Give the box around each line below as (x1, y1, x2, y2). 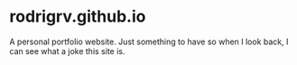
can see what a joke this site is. (9, 45, 125, 56)
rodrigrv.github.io (9, 6, 146, 27)
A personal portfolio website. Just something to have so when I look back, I (9, 36, 289, 47)
